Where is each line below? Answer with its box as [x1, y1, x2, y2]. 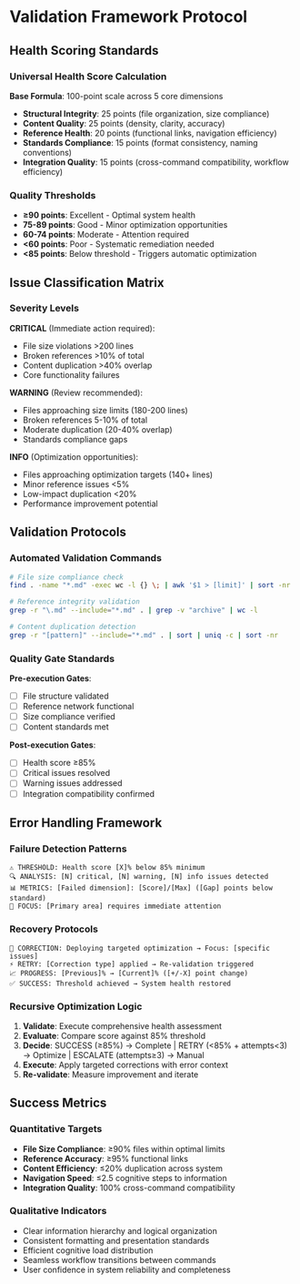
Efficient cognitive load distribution [22, 1245, 154, 1256]
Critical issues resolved [22, 768, 111, 779]
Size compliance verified [22, 711, 115, 722]
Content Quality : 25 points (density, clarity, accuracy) [22, 117, 225, 128]
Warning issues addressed [22, 778, 123, 789]
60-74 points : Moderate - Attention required [22, 229, 189, 240]
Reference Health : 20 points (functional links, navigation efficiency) [22, 127, 277, 138]
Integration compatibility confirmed [22, 788, 155, 799]
